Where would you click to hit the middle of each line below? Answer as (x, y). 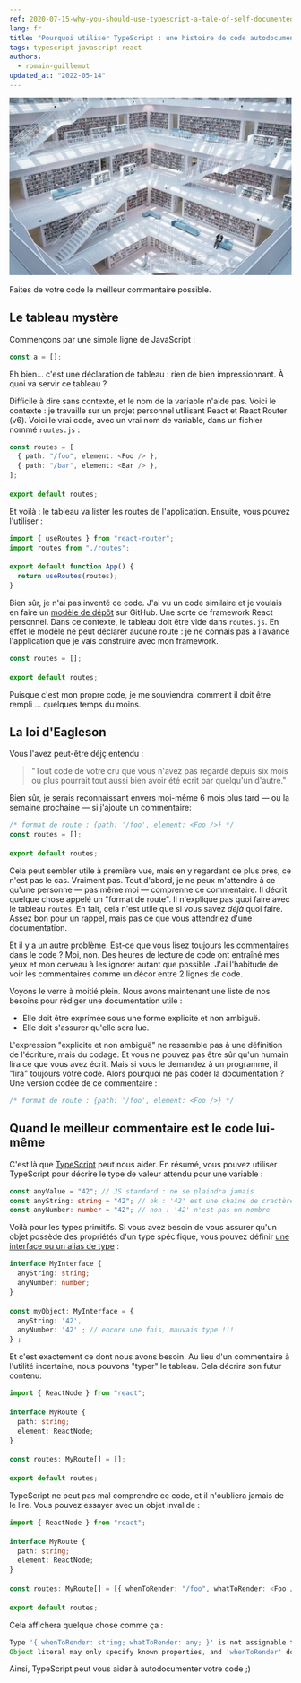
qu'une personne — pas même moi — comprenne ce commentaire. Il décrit (148, 889)
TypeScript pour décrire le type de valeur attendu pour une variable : (136, 1174)
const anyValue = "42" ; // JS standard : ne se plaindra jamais (132, 1191)
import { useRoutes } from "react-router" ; (92, 538)
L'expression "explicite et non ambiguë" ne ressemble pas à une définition (146, 1045)
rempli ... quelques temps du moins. (75, 704)
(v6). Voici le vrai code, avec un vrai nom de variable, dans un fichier (136, 420)
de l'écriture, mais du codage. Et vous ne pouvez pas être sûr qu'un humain (149, 1054)
